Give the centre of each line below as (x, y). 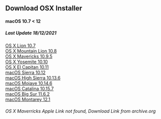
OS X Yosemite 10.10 (27, 62)
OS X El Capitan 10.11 (27, 67)
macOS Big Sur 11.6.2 (28, 94)
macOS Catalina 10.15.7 (30, 89)
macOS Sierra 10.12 (25, 72)
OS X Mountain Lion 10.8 (31, 51)
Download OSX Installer (44, 8)
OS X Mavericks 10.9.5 (29, 56)
